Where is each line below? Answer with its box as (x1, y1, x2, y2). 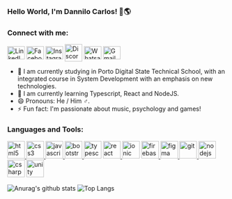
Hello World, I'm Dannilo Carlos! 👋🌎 (7, 6, 131, 16)
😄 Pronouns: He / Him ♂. (17, 97, 91, 105)
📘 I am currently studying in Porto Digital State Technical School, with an (17, 67, 225, 76)
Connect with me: (7, 28, 69, 38)
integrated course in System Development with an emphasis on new (17, 74, 213, 83)
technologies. (17, 82, 57, 90)
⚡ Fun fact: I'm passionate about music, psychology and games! (17, 104, 201, 113)
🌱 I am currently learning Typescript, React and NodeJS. (17, 90, 180, 98)
